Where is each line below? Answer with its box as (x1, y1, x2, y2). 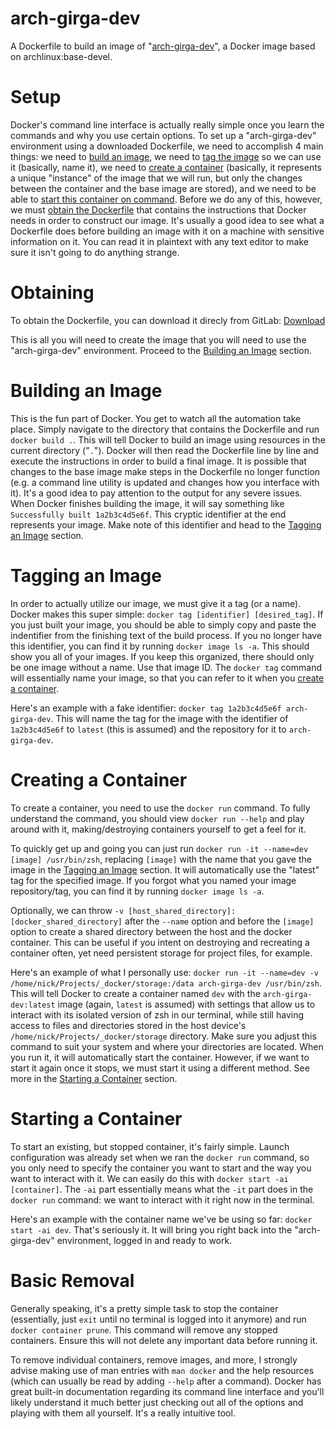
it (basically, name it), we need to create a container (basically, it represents (10, 161, 322, 173)
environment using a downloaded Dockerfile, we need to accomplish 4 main (10, 140, 324, 152)
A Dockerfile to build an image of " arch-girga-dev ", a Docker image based (10, 40, 316, 52)
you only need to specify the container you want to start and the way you (10, 1162, 312, 1174)
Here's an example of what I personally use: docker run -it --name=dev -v (10, 966, 319, 978)
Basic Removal (10, 1269, 135, 1292)
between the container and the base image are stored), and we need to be (10, 182, 317, 194)
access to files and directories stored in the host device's (10, 1019, 247, 1031)
